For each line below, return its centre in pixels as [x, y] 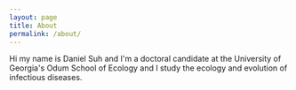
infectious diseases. [46, 78]
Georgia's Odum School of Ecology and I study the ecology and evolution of [148, 68]
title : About [33, 26]
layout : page [33, 17]
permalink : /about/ [45, 34]
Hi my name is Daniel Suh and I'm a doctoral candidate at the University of [145, 59]
